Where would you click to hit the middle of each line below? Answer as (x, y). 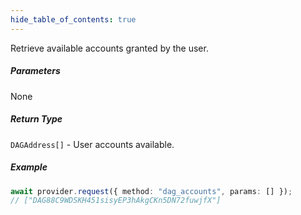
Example (29, 167)
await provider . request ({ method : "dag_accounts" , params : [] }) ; (151, 191)
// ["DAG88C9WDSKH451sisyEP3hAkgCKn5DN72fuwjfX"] (116, 201)
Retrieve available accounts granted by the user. (109, 48)
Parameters (35, 71)
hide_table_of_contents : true (73, 19)
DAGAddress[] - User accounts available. (92, 144)
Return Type (36, 119)
